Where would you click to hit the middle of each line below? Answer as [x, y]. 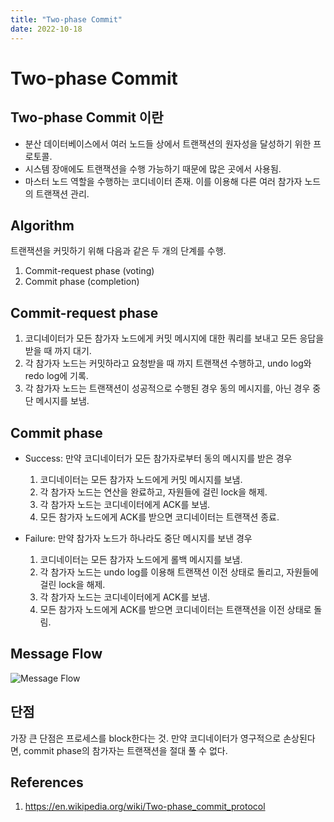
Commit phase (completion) [82, 282]
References [47, 782]
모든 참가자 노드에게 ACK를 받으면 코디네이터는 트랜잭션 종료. [159, 517]
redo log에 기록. [56, 376]
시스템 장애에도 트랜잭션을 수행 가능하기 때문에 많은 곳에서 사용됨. [153, 168]
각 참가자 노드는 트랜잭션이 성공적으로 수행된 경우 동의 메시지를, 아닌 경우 [167, 388]
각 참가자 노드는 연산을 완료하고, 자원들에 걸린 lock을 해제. [153, 492]
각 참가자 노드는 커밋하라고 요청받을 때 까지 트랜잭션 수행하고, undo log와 [168, 363]
